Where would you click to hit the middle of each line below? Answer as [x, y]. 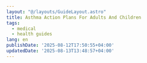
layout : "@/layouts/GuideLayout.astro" [56, 12]
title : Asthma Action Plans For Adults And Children [74, 17]
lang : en [17, 40]
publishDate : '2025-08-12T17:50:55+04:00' [60, 46]
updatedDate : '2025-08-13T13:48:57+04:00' [60, 51]
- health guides [32, 34]
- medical [24, 28]
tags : [13, 23]
